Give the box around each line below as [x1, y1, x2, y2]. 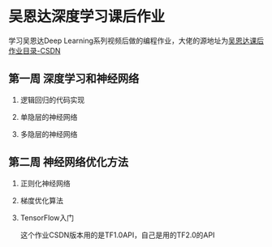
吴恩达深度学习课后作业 [8, 7, 166, 26]
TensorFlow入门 [19, 212, 75, 223]
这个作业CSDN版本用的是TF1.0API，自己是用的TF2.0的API [19, 230, 215, 240]
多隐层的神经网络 [19, 129, 78, 138]
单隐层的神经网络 [19, 112, 78, 121]
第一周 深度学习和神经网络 [8, 72, 140, 86]
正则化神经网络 [19, 178, 71, 188]
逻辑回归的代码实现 [19, 95, 85, 104]
